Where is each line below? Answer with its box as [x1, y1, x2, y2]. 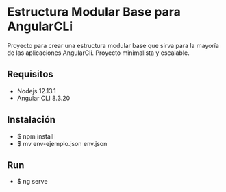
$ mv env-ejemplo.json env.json [16, 139, 108, 147]
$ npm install [16, 132, 54, 141]
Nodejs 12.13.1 [16, 86, 56, 95]
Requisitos [7, 69, 53, 80]
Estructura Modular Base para [7, 4, 181, 20]
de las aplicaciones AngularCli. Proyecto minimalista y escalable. [7, 49, 190, 57]
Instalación [7, 114, 56, 125]
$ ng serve [16, 178, 48, 186]
